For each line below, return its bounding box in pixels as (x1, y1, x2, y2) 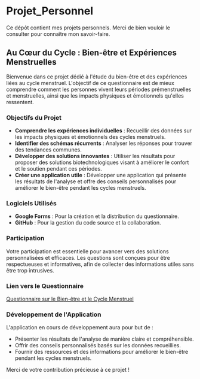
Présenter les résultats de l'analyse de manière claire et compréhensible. (14, 335, 194, 342)
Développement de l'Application (6, 310, 101, 319)
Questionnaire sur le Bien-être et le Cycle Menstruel (6, 295, 134, 302)
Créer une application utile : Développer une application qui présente (14, 172, 187, 179)
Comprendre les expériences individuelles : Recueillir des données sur (14, 127, 192, 134)
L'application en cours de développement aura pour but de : (6, 324, 153, 331)
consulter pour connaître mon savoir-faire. (6, 30, 110, 37)
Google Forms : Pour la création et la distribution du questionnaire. (14, 213, 179, 220)
